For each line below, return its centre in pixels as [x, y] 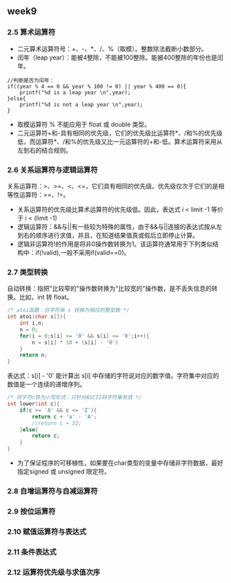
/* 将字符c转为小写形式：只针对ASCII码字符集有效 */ [74, 398]
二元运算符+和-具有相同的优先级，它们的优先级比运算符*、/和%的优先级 [120, 133]
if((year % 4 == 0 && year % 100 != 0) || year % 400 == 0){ [97, 86]
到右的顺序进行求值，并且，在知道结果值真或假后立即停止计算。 [108, 235]
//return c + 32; [57, 423]
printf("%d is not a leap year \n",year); [81, 104]
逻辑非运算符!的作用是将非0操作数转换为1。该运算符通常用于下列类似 [115, 244]
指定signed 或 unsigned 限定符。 [63, 472]
